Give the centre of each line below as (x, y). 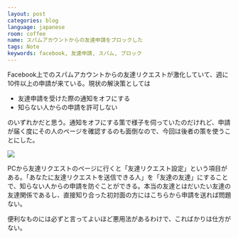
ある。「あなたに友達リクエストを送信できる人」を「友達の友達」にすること (118, 177)
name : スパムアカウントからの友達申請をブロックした (75, 40)
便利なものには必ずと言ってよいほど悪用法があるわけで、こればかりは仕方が (119, 219)
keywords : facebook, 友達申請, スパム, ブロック (75, 54)
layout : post (27, 14)
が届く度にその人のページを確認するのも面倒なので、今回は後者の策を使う (116, 131)
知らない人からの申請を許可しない (67, 107)
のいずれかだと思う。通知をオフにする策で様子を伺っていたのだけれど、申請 (119, 122)
